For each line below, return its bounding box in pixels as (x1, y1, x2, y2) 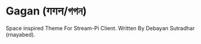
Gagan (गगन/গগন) (6, 4, 87, 18)
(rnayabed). (6, 31, 36, 38)
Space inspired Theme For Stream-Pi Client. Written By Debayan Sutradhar (6, 24, 195, 31)
